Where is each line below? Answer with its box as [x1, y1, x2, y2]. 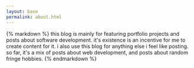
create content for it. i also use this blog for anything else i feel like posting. [6, 42, 189, 50]
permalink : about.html [6, 14, 62, 20]
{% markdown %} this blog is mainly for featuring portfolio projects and [6, 30, 180, 37]
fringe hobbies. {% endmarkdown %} [6, 55, 97, 62]
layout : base [6, 8, 38, 15]
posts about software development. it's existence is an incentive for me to [6, 36, 186, 43]
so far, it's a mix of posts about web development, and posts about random [6, 49, 189, 56]
